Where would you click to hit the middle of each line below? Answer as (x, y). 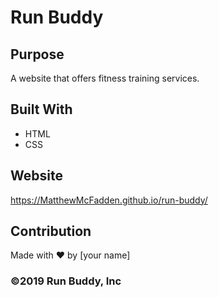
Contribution (51, 231)
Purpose (37, 54)
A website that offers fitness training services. (105, 78)
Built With (41, 109)
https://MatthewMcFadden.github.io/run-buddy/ (109, 200)
